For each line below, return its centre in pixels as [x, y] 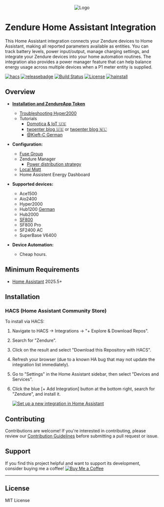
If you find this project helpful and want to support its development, [73, 463]
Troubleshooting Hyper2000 [48, 113]
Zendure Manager [38, 159]
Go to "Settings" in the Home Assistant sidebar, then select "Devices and [85, 374]
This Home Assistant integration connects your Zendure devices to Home [79, 41]
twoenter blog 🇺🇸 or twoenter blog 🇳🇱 [67, 129]
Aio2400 [28, 199]
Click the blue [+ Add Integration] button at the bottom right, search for [83, 389]
